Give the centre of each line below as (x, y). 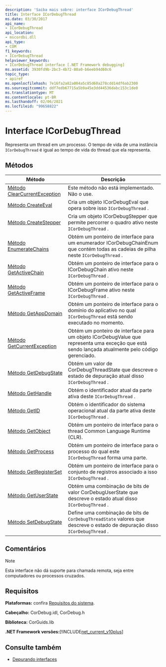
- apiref (14, 79)
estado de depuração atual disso (106, 376)
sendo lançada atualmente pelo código (113, 349)
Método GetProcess (31, 451)
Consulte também (33, 647)
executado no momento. (96, 322)
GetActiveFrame (26, 293)
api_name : (15, 24)
